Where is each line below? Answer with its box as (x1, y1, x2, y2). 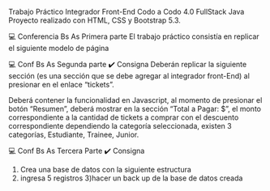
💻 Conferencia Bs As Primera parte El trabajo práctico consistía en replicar (8, 32, 259, 41)
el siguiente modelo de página (8, 44, 109, 53)
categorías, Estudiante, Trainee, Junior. (8, 129, 139, 139)
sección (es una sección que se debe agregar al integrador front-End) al (8, 71, 250, 80)
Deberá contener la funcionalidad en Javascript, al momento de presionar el (8, 95, 263, 104)
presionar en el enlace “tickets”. (8, 80, 115, 89)
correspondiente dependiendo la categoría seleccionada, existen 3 (8, 121, 233, 130)
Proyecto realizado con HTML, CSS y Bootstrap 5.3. (8, 15, 181, 25)
